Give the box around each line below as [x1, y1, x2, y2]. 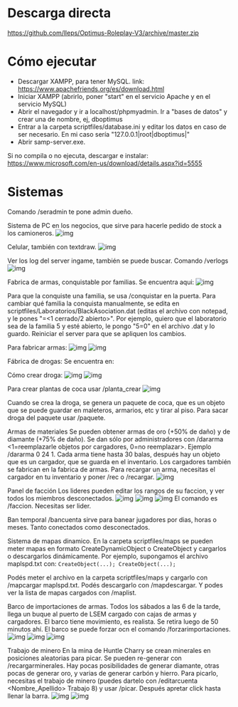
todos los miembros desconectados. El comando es [7, 493, 218, 503]
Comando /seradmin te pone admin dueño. [7, 207, 133, 216]
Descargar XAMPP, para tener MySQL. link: [17, 77, 145, 85]
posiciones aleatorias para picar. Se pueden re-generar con [7, 654, 183, 662]
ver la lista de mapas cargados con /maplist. [7, 588, 137, 597]
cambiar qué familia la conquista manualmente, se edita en [7, 299, 180, 308]
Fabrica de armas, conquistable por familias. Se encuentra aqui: [7, 278, 195, 286]
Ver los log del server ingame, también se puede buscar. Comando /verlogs [7, 256, 229, 265]
